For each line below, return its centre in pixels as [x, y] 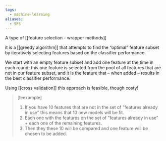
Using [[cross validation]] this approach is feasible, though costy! [72, 88]
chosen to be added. [46, 134]
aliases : [14, 19]
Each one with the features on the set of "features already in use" [91, 118]
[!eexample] [29, 98]
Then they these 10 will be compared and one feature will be [86, 129]
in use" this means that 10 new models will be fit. [74, 113]
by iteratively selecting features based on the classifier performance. [76, 53]
